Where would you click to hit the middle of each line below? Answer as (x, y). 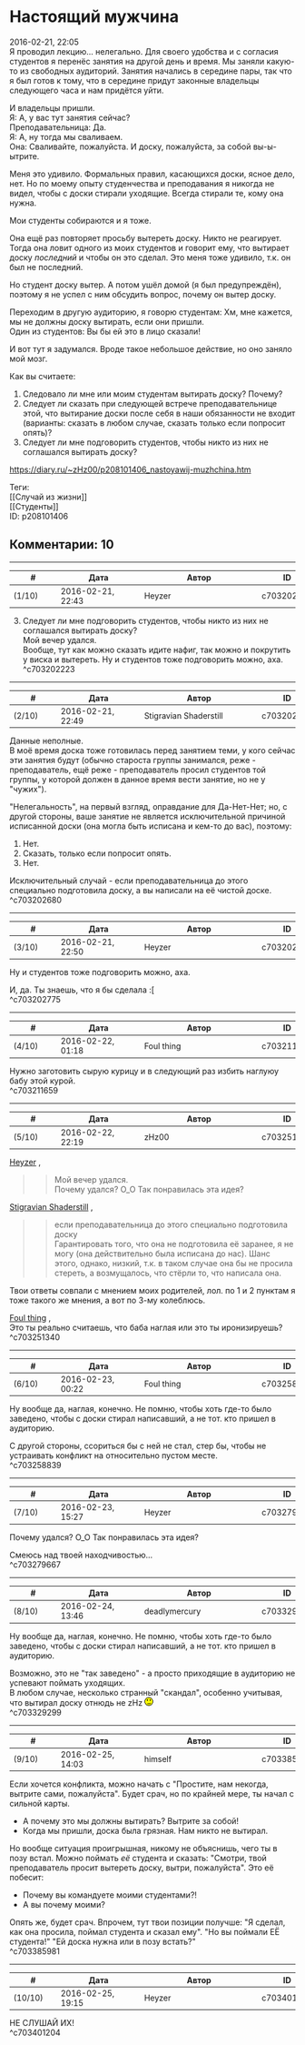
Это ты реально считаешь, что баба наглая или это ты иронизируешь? (146, 1327)
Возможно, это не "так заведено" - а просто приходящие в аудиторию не (152, 1673)
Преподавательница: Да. (58, 127)
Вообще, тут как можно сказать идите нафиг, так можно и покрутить (157, 650)
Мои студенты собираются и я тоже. (80, 220)
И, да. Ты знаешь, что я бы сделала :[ (82, 990)
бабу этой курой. (42, 1081)
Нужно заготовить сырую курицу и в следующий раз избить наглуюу (144, 1071)
